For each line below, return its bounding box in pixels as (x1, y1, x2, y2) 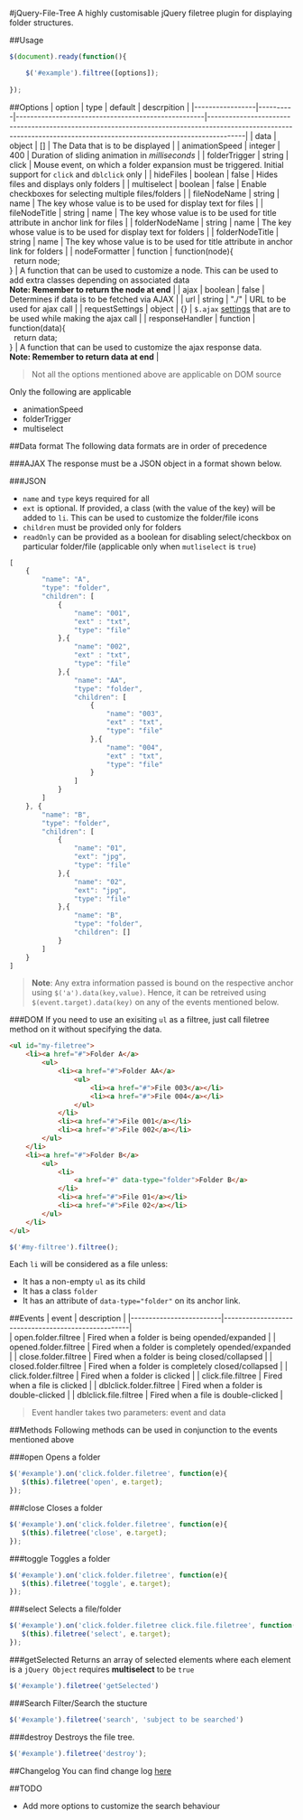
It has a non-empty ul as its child (22, 1276, 146, 1287)
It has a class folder (22, 1286, 98, 1297)
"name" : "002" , (73, 642, 131, 651)
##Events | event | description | (9, 1313, 126, 1324)
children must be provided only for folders (22, 521, 182, 532)
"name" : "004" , (106, 742, 164, 752)
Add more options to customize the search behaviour (22, 1800, 221, 1811)
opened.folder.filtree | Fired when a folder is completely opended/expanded (9, 1341, 291, 1353)
